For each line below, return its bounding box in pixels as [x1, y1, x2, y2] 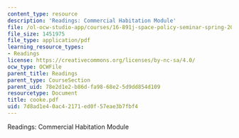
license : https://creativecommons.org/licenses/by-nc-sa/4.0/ [7, 57, 196, 64]
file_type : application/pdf [7, 37, 91, 44]
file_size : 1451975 [7, 30, 65, 38]
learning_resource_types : [7, 43, 84, 51]
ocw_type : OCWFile [7, 63, 62, 70]
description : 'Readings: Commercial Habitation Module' [7, 17, 176, 24]
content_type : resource [7, 10, 78, 18]
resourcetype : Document [7, 90, 78, 97]
